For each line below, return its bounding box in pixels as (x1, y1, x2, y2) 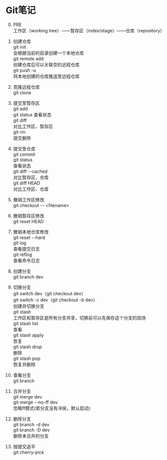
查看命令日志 (13, 257, 40, 264)
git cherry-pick (13, 449, 44, 455)
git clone (13, 89, 32, 96)
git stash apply (13, 332, 44, 338)
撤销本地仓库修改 (13, 229, 49, 235)
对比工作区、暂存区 (13, 123, 53, 129)
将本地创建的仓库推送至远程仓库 (13, 73, 80, 79)
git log (13, 240, 27, 246)
